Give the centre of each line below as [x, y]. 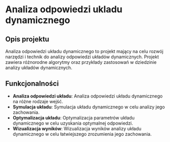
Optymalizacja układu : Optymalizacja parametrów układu [74, 117]
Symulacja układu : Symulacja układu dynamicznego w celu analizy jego [89, 107]
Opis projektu [27, 39]
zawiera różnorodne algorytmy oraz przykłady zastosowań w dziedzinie [81, 62]
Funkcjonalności [32, 84]
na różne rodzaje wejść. [38, 101]
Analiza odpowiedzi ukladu [64, 9]
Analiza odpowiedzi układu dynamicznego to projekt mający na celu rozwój [84, 51]
